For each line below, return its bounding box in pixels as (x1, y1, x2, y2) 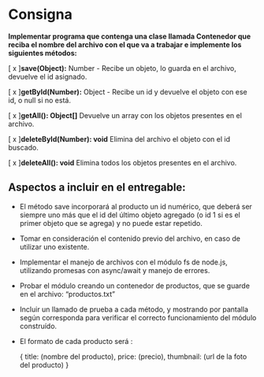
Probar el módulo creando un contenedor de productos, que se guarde (19, 281, 251, 290)
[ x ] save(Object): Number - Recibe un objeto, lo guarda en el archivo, (8, 63, 236, 72)
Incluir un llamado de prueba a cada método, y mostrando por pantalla (19, 305, 248, 314)
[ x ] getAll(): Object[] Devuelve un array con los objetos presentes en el (8, 110, 243, 120)
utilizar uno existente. (19, 242, 90, 251)
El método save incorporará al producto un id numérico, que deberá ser (19, 201, 252, 211)
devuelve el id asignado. (8, 72, 87, 81)
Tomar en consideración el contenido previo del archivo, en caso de (19, 234, 240, 243)
